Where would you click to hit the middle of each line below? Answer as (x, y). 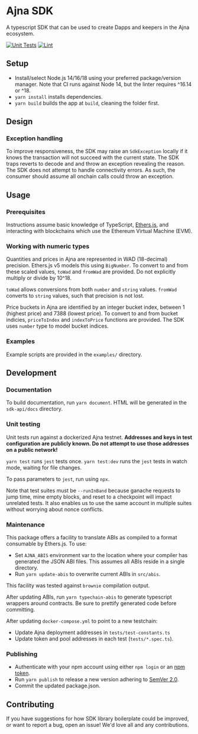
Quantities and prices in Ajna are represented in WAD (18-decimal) (87, 259)
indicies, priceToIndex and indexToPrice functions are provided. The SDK (95, 320)
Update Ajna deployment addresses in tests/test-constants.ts (92, 632)
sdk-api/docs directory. (35, 409)
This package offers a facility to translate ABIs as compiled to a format (92, 537)
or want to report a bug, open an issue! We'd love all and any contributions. (98, 725)
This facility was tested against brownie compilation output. (78, 586)
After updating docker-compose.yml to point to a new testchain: (82, 621)
